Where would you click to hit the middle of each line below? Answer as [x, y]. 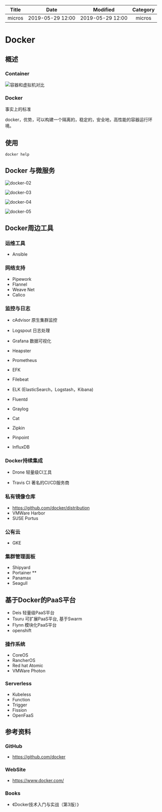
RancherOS [24, 661]
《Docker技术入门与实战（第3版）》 [47, 804]
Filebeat [20, 379]
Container [17, 73]
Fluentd [20, 399]
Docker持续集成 [24, 461]
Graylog [20, 409]
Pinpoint [21, 438]
